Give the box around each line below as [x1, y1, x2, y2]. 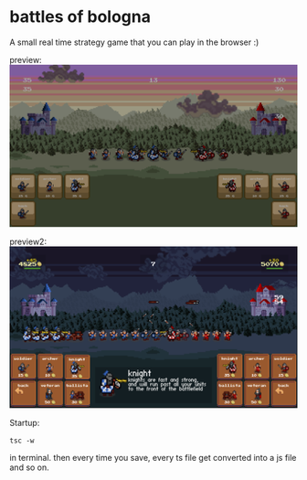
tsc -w [9, 436, 35, 445]
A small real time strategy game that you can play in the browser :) [9, 37, 259, 48]
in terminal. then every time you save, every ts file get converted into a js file [9, 452, 297, 463]
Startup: [9, 417, 40, 428]
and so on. [9, 462, 50, 473]
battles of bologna [9, 6, 151, 27]
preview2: [9, 236, 48, 247]
